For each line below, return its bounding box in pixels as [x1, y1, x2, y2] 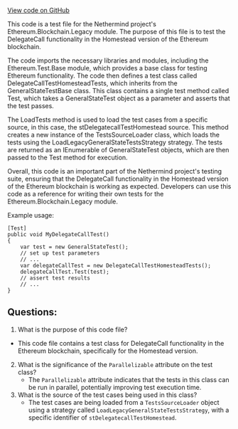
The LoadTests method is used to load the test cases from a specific [7, 115, 208, 124]
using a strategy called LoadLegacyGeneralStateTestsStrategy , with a [28, 406, 229, 414]
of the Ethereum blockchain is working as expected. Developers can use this [7, 182, 232, 191]
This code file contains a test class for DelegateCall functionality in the [17, 339, 225, 347]
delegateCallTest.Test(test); [20, 268, 110, 275]
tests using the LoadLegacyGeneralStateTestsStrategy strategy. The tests [7, 138, 222, 147]
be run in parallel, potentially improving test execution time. [28, 383, 202, 391]
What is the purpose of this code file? [17, 325, 128, 334]
